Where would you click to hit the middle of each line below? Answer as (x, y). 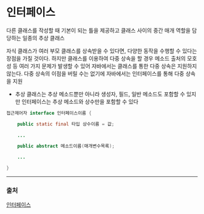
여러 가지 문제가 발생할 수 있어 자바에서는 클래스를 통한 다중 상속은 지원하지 (108, 66)
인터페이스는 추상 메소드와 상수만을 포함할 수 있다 (80, 101)
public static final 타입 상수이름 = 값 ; (66, 124)
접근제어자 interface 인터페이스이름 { (49, 113)
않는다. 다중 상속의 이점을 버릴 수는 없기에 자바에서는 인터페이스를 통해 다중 (95, 73)
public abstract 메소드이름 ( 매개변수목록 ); (66, 146)
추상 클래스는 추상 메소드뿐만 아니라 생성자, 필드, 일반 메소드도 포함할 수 (100, 94)
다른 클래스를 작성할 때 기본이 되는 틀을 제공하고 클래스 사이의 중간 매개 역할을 (99, 30)
